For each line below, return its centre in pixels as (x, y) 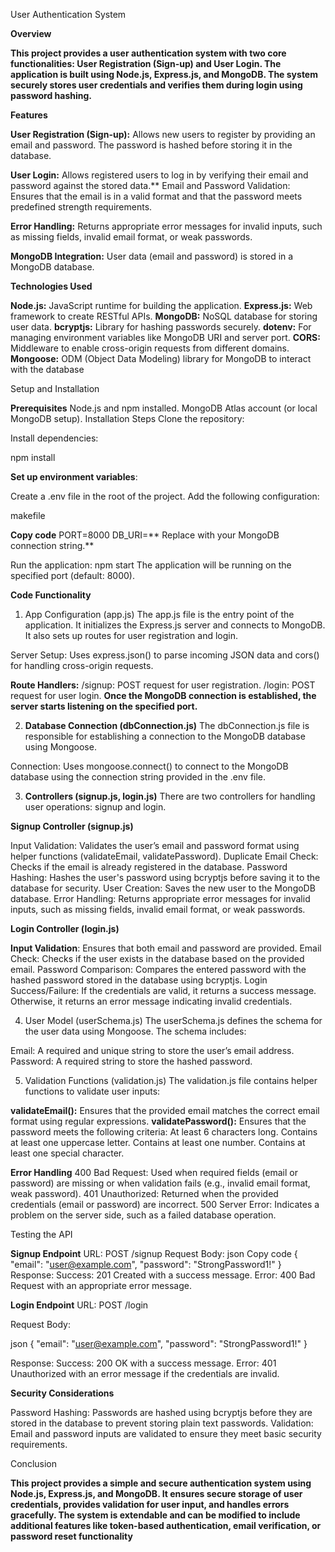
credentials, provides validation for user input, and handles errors (150, 1504)
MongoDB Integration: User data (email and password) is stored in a (152, 256)
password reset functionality (71, 1536)
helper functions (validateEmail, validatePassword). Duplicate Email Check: (164, 856)
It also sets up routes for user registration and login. (131, 635)
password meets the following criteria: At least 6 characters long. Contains (164, 1132)
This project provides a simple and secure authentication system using (161, 1483)
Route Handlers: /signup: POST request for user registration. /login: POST (163, 685)
